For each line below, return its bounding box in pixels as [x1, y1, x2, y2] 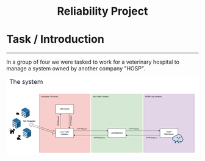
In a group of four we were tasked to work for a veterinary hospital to [6, 58, 180, 66]
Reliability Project [57, 4, 148, 18]
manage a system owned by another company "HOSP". [6, 65, 145, 72]
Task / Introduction [6, 32, 105, 47]
